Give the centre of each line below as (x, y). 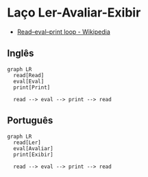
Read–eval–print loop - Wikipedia (64, 32)
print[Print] (32, 87)
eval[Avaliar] (33, 148)
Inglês (21, 53)
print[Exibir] (33, 154)
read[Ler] (27, 143)
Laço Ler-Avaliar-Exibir (74, 13)
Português (30, 121)
